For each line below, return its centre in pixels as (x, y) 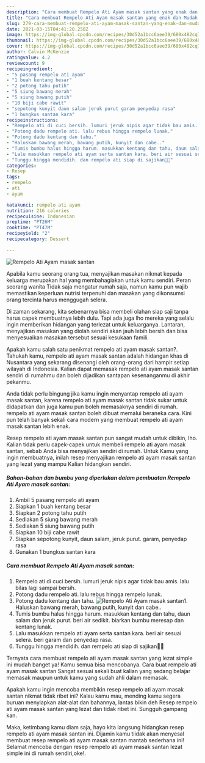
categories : (21, 166)
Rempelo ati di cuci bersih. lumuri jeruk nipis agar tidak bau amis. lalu (102, 581)
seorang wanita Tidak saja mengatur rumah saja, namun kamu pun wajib (97, 286)
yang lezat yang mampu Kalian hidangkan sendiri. (69, 464)
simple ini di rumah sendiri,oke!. (46, 753)
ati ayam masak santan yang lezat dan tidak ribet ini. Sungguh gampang (97, 709)
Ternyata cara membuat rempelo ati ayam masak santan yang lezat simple (100, 658)
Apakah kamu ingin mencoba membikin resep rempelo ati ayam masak (95, 689)
